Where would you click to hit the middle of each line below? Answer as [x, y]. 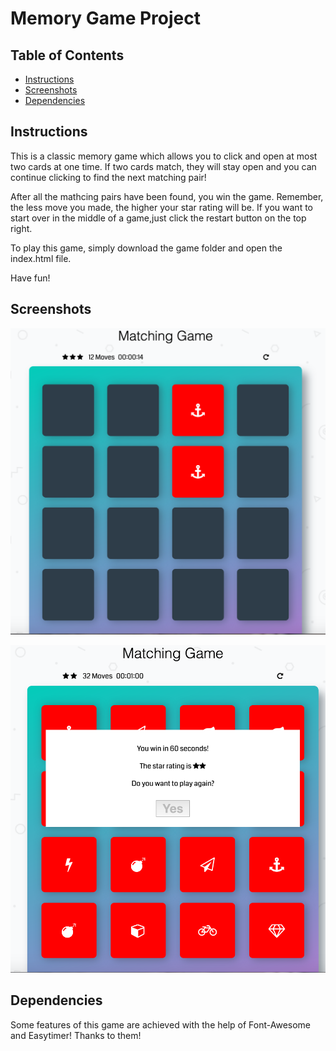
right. [21, 228]
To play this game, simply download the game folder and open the [146, 248]
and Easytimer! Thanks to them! [76, 1035]
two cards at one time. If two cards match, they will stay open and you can [163, 166]
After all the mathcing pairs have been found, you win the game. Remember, [167, 196]
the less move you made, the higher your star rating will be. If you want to [161, 207]
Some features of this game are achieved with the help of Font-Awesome [161, 1024]
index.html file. [41, 258]
